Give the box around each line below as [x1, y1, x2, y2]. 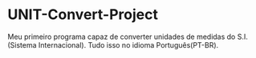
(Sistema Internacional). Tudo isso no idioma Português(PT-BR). [7, 40, 219, 49]
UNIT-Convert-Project [7, 6, 158, 24]
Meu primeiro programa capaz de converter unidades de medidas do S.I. [7, 32, 248, 41]
